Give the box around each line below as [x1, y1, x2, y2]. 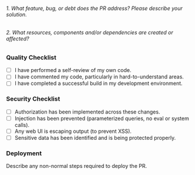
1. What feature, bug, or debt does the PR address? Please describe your [6, 5, 183, 12]
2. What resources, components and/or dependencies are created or [6, 29, 173, 36]
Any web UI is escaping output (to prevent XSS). [14, 128, 132, 135]
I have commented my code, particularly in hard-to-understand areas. [14, 73, 184, 80]
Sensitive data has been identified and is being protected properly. [14, 134, 176, 141]
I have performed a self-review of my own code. [14, 67, 132, 74]
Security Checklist [6, 95, 60, 103]
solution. [6, 11, 28, 18]
